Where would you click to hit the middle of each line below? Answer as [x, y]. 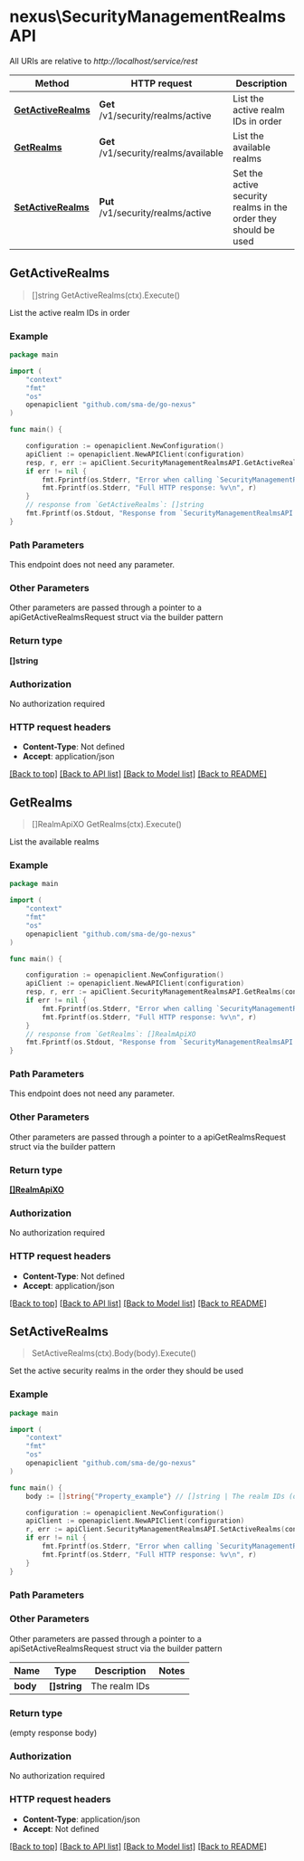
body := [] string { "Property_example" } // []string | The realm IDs [155, 1496]
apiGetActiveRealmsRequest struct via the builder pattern [116, 617]
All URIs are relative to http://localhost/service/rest [104, 61]
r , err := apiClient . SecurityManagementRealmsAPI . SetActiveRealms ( [155, 1530]
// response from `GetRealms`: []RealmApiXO [111, 1034]
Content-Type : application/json [81, 1819]
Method [52, 83]
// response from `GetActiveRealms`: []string [115, 505]
